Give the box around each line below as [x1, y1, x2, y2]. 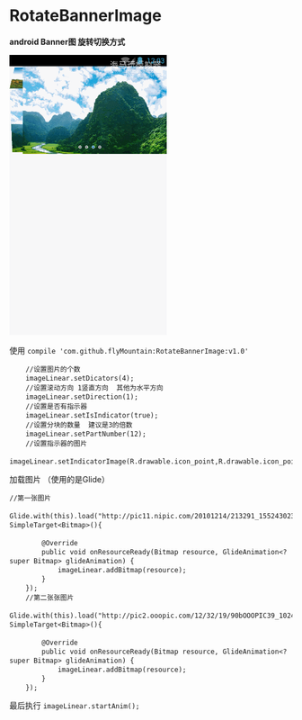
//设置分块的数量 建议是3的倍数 [25, 420, 133, 429]
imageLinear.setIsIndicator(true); [25, 410, 159, 419]
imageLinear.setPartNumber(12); [25, 429, 147, 438]
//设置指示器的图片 [25, 438, 88, 448]
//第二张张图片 [25, 593, 75, 602]
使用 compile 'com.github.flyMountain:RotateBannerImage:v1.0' [9, 345, 249, 355]
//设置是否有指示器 [25, 401, 88, 410]
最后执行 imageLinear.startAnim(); [9, 699, 140, 711]
